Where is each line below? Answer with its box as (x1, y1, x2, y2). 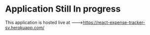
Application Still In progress (5, 3, 121, 15)
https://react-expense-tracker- (83, 19, 146, 25)
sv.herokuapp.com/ (5, 24, 45, 30)
